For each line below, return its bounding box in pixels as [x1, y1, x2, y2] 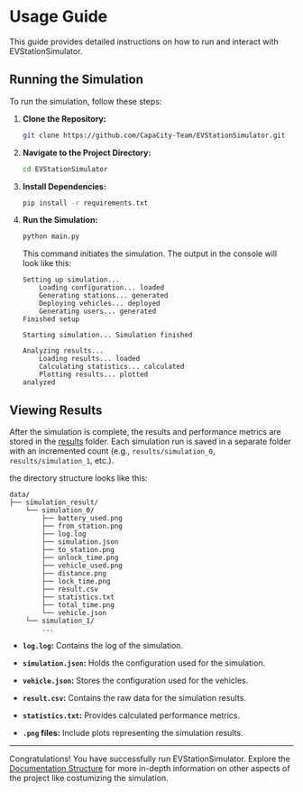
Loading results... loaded [39, 355, 141, 364]
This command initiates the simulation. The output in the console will [22, 248, 278, 259]
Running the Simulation [9, 72, 144, 87]
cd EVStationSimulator [22, 164, 108, 173]
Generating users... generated [39, 307, 157, 317]
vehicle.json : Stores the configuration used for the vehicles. [22, 675, 249, 686]
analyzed [22, 378, 56, 387]
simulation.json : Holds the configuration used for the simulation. [22, 658, 266, 668]
